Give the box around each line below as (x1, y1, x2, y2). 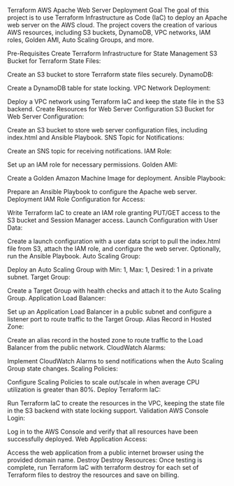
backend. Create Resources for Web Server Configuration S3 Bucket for (7, 105, 214, 113)
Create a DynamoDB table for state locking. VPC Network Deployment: (7, 84, 211, 92)
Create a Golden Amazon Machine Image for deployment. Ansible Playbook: (7, 174, 226, 182)
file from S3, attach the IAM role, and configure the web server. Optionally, (7, 244, 221, 253)
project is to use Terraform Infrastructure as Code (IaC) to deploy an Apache (7, 13, 228, 22)
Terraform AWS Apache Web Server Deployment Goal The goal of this (7, 6, 210, 14)
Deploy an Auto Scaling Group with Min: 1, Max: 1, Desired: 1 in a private (7, 265, 213, 274)
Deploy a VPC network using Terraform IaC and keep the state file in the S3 (7, 97, 225, 106)
